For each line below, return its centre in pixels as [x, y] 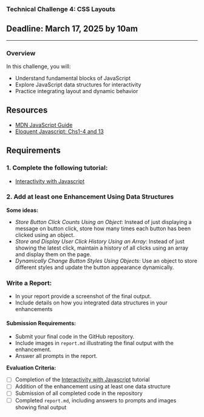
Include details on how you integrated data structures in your [91, 303]
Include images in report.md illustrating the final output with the [94, 343]
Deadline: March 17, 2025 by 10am [72, 29]
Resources [27, 110]
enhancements [34, 309]
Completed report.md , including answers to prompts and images [96, 400]
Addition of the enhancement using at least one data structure [93, 387]
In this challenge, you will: [39, 66]
